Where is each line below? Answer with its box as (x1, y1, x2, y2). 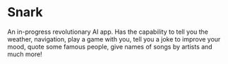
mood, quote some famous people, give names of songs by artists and (7, 42, 213, 51)
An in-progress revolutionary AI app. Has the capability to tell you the (7, 27, 209, 36)
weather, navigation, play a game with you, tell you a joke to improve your (7, 34, 221, 43)
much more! (7, 50, 42, 58)
